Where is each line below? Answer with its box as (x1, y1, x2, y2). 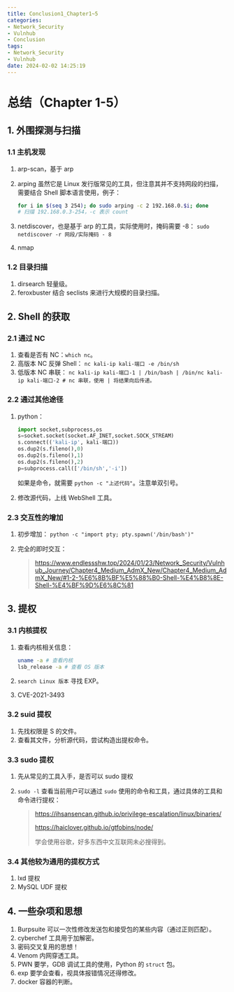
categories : (7, 17, 42, 24)
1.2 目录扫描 (7, 262, 48, 272)
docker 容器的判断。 (17, 977, 77, 986)
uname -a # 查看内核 (17, 657, 73, 664)
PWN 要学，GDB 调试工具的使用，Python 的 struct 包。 (17, 960, 179, 969)
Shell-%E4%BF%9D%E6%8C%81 (34, 581, 134, 589)
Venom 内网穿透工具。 (17, 951, 82, 960)
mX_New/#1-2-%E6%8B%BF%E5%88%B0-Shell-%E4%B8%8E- (34, 573, 224, 581)
